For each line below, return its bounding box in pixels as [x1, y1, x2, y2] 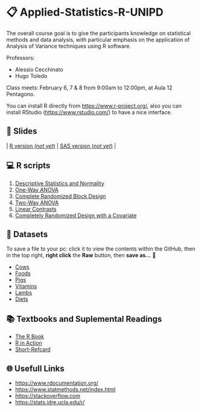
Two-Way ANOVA [14, 198, 59, 206]
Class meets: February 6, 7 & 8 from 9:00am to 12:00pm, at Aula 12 [6, 83, 173, 91]
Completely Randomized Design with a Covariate [14, 212, 137, 219]
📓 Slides [6, 126, 37, 137]
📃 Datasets [6, 229, 48, 240]
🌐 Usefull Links [6, 363, 65, 373]
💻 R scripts [6, 160, 51, 171]
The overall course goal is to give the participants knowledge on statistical [6, 29, 191, 37]
